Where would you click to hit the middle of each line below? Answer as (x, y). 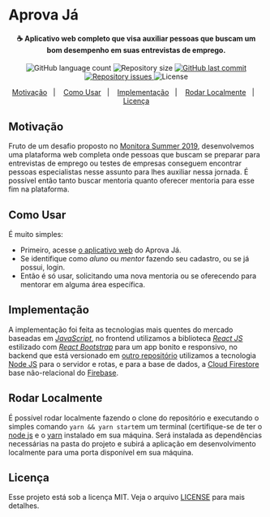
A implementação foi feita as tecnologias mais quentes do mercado (121, 330)
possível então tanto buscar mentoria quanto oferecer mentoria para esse (132, 181)
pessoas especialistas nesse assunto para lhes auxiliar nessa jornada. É (129, 172)
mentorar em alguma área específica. (83, 285)
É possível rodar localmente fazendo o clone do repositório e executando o (134, 418)
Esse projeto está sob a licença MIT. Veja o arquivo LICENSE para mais (127, 498)
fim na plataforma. (39, 189)
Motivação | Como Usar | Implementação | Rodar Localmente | (133, 93)
